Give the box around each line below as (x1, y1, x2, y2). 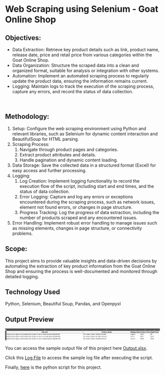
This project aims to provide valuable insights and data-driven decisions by (5, 258, 157, 263)
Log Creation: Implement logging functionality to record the (19, 178, 140, 184)
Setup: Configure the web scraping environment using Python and (12, 125, 146, 131)
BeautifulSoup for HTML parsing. (12, 136, 80, 142)
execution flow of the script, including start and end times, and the (19, 183, 154, 189)
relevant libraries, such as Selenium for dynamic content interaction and (12, 131, 158, 137)
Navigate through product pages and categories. (19, 147, 119, 152)
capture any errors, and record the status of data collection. (12, 89, 134, 94)
